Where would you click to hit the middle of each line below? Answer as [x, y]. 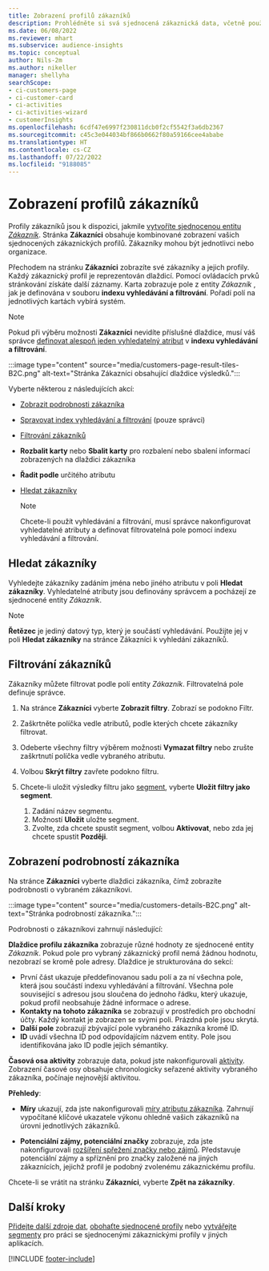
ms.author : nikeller [43, 68]
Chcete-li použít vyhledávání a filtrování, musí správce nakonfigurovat [135, 522]
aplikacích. [26, 1243]
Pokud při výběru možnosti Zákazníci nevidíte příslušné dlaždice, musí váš [132, 332]
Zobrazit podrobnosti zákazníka [72, 404]
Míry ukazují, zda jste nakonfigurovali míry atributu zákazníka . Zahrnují [137, 1109]
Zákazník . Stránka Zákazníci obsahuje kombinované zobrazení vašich [124, 235]
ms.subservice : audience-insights [66, 46]
